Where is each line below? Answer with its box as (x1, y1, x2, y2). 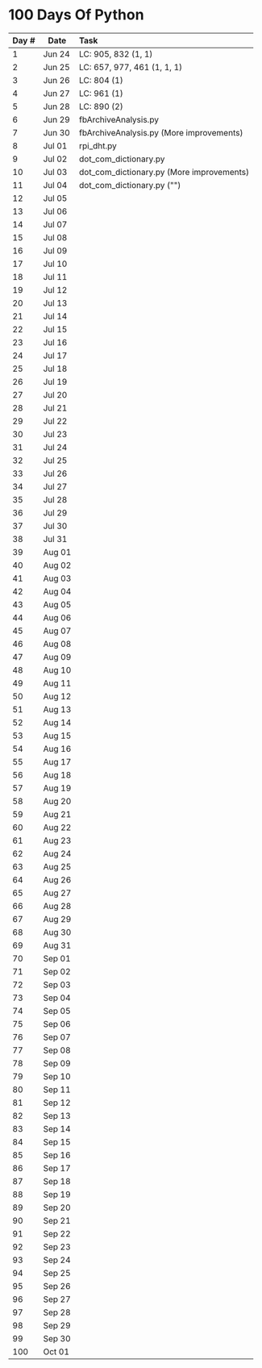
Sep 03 (43, 978, 71, 990)
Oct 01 (43, 1345, 70, 1357)
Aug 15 (43, 730, 72, 741)
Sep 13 (43, 1110, 71, 1121)
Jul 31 (43, 533, 68, 544)
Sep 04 (43, 992, 71, 1003)
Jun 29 (43, 114, 70, 125)
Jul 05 (43, 192, 68, 203)
